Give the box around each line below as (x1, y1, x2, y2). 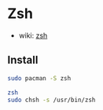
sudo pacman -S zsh (7, 74, 72, 82)
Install (7, 53, 39, 67)
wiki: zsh (18, 31, 48, 40)
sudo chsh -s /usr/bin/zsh (7, 96, 96, 104)
